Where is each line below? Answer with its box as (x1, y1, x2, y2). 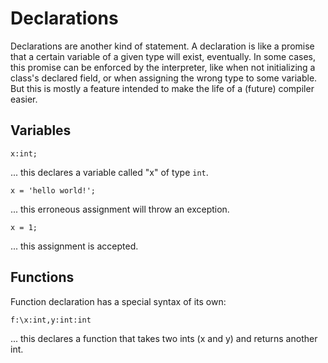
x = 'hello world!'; (10, 185, 97, 196)
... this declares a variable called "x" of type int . (10, 166, 209, 178)
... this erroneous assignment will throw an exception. (10, 203, 230, 215)
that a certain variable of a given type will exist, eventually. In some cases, (10, 50, 317, 62)
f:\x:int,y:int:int (10, 315, 92, 325)
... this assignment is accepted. (10, 240, 139, 252)
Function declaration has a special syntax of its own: (10, 295, 227, 307)
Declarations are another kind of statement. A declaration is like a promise (10, 40, 315, 52)
